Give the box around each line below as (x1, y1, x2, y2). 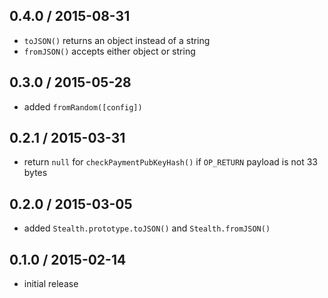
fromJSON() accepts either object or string (23, 45, 196, 57)
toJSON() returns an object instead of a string (23, 34, 211, 46)
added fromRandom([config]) (23, 100, 143, 113)
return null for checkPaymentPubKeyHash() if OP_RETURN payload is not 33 (23, 156, 318, 168)
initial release (23, 278, 79, 290)
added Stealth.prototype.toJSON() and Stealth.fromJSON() (23, 222, 271, 234)
